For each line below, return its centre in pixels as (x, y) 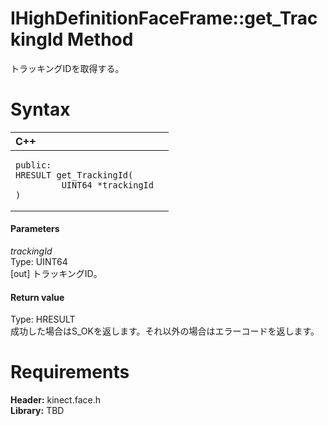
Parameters (35, 229)
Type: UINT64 (39, 262)
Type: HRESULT (43, 319)
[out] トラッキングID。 (56, 274)
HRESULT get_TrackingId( (74, 175)
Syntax (40, 109)
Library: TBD (37, 411)
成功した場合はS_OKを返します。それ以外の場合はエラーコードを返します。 (165, 331)
